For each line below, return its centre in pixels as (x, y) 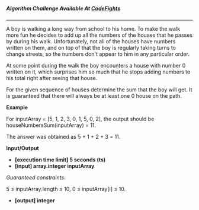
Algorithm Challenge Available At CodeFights (63, 8)
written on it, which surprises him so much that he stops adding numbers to (98, 72)
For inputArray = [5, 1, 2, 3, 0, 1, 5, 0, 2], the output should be (80, 119)
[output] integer (35, 200)
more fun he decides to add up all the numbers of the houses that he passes (99, 35)
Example (17, 107)
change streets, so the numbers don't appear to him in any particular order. (98, 54)
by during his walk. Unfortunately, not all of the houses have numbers (91, 41)
